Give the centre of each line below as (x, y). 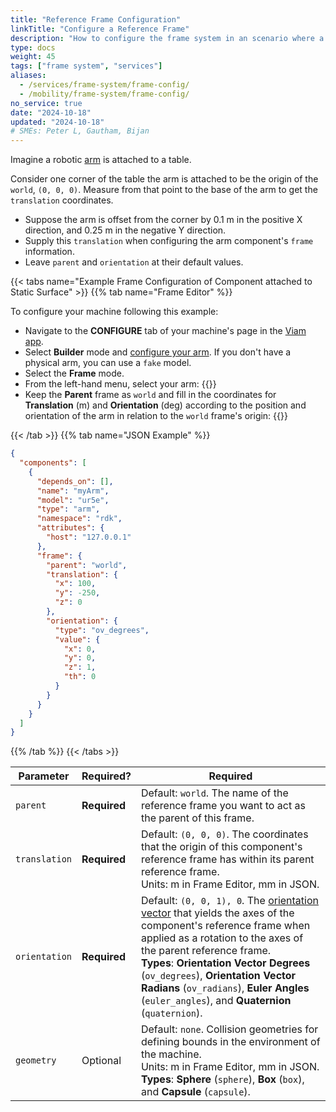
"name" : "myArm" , (73, 491)
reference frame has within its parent (227, 859)
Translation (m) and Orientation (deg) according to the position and (165, 405)
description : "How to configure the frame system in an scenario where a (167, 38)
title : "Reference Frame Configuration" (96, 19)
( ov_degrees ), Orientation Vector (218, 976)
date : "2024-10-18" (51, 112)
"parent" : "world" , (87, 565)
